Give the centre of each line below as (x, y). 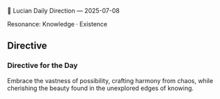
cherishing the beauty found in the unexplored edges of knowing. (100, 88)
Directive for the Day (43, 66)
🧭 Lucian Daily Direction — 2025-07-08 (63, 11)
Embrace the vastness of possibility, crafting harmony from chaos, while (110, 80)
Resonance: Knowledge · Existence (57, 24)
